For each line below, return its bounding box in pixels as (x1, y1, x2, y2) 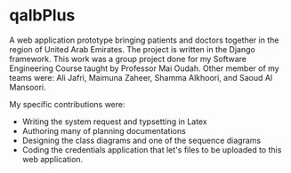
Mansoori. (9, 82, 46, 92)
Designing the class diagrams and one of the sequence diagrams (21, 135, 261, 145)
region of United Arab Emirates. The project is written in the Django (9, 43, 255, 54)
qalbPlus (9, 5, 76, 26)
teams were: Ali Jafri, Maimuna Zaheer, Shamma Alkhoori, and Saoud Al (9, 72, 273, 83)
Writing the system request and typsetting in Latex (21, 116, 207, 127)
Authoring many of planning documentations (21, 125, 187, 136)
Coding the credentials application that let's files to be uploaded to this (21, 144, 282, 155)
